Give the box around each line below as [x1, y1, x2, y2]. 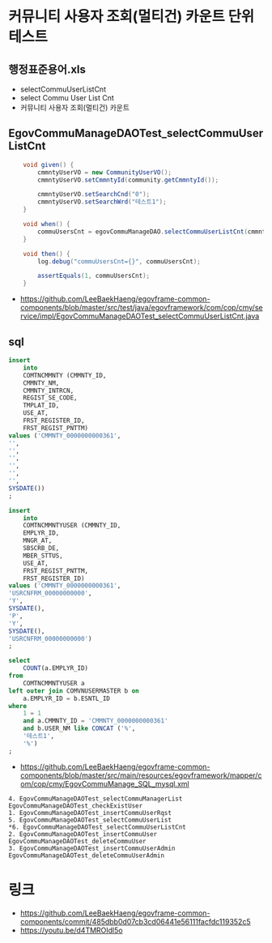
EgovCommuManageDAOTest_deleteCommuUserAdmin [8, 851, 164, 860]
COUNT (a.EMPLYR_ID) [23, 664, 89, 672]
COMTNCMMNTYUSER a [23, 679, 85, 687]
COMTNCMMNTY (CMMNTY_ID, [23, 371, 107, 379]
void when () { [23, 220, 70, 228]
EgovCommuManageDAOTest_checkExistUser [8, 801, 143, 810]
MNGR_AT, [23, 536, 53, 545]
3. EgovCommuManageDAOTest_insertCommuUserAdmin [8, 844, 176, 852]
